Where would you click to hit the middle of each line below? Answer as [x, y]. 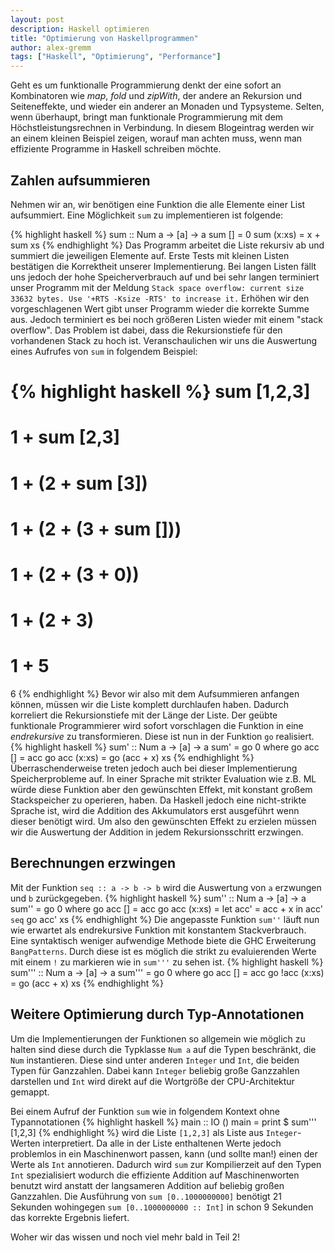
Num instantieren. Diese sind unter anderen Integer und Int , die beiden [155, 1060]
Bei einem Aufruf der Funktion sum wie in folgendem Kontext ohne [145, 1111]
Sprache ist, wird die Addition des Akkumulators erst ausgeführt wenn [155, 810]
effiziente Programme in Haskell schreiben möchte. [116, 149]
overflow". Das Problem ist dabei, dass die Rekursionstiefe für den [146, 330]
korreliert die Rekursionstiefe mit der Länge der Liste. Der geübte [144, 715]
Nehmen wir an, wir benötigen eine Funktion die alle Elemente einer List [158, 204]
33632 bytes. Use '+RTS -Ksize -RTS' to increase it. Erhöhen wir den [160, 298]
